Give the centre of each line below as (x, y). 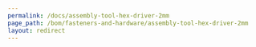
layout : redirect (37, 30)
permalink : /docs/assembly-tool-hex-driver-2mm (89, 16)
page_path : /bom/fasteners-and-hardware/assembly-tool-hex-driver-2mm (128, 23)
